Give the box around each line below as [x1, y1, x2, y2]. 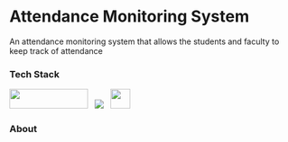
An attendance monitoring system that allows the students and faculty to [9, 36, 280, 47]
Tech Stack [9, 67, 60, 80]
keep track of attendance [9, 45, 104, 56]
